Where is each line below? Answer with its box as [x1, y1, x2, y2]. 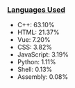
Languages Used [7, 5, 66, 15]
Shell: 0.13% [17, 65, 53, 74]
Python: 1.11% [17, 58, 56, 66]
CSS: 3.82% [17, 43, 52, 52]
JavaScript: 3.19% [17, 50, 69, 59]
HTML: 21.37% [17, 28, 60, 36]
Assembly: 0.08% [17, 73, 68, 81]
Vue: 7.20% [17, 36, 51, 44]
